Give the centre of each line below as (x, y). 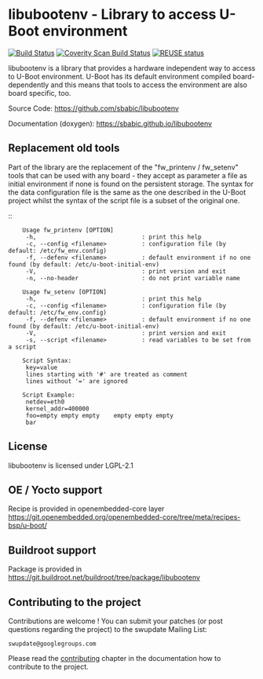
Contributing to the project (75, 602)
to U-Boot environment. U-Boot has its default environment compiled (120, 76)
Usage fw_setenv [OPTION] (65, 292)
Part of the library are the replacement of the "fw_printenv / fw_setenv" (124, 167)
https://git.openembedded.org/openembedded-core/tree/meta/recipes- (124, 517)
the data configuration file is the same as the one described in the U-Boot (127, 192)
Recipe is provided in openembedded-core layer (86, 509)
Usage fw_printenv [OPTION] (68, 230)
